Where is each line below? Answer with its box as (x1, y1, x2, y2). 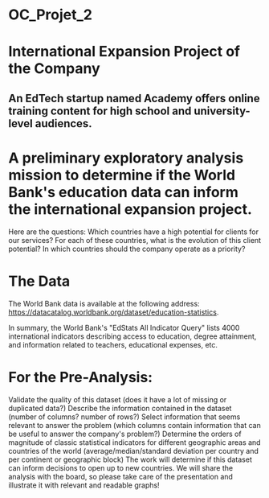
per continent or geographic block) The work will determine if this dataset (8, 455, 253, 464)
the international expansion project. (8, 200, 253, 218)
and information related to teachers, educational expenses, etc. (8, 340, 218, 349)
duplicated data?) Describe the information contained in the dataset (8, 403, 232, 413)
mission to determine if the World (8, 166, 235, 184)
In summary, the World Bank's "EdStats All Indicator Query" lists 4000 (8, 323, 240, 332)
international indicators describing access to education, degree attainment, (8, 331, 257, 341)
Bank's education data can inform (8, 183, 239, 201)
